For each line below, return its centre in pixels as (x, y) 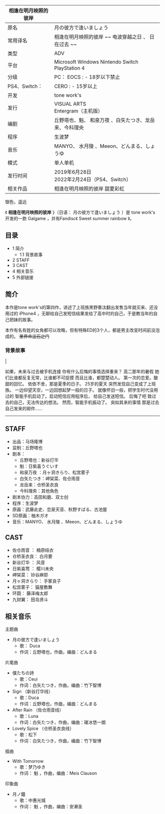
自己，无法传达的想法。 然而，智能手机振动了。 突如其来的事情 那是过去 (86, 402)
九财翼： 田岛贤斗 (30, 599)
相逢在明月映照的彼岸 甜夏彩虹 (89, 189)
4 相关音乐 (23, 271)
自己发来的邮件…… (24, 408)
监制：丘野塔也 (27, 447)
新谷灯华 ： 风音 (28, 562)
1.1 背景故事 (31, 254)
